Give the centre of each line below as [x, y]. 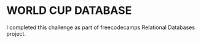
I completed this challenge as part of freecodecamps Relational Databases [101, 27]
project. [16, 33]
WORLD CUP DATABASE [69, 11]
